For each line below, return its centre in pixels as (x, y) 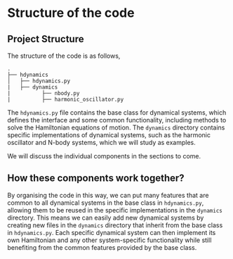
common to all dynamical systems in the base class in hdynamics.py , (106, 203)
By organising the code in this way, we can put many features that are (108, 195)
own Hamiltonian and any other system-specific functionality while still (109, 240)
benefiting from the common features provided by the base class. (102, 247)
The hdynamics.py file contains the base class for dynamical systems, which (117, 113)
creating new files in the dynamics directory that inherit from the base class (115, 225)
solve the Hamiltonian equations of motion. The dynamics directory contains (116, 127)
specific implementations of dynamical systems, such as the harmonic (109, 135)
